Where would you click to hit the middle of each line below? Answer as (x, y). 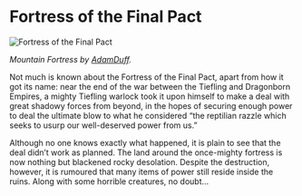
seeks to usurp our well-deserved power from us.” (103, 125)
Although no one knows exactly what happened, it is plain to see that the (145, 142)
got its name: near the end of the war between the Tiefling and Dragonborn (150, 86)
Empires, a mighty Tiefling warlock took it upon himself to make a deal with (150, 96)
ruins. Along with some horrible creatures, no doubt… (109, 181)
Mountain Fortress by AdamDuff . (71, 59)
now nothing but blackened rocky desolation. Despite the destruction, (140, 162)
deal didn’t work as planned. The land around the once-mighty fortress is (146, 152)
